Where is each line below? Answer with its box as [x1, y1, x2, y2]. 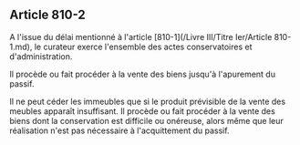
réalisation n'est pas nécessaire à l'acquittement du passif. [9, 125, 230, 136]
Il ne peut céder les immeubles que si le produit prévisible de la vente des [9, 96, 285, 107]
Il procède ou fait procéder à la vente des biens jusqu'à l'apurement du [9, 68, 276, 79]
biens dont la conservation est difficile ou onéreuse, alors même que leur [9, 115, 284, 126]
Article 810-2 [9, 7, 87, 23]
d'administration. [9, 50, 73, 62]
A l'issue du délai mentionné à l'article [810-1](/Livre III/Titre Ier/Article [9, 31, 273, 42]
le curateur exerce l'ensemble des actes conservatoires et [34, 41, 253, 52]
